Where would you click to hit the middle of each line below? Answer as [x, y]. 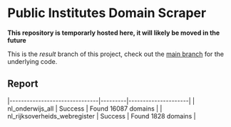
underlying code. [32, 61]
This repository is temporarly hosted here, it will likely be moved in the [114, 33]
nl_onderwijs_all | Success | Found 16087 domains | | [85, 109]
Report [23, 84]
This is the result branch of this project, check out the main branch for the [116, 54]
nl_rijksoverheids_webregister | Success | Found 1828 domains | [102, 116]
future [17, 40]
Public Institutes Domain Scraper [107, 13]
